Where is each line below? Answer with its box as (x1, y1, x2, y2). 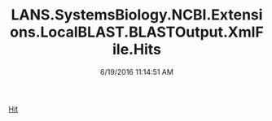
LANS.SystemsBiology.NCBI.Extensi (11, 6, 263, 24)
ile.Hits (112, 41, 161, 58)
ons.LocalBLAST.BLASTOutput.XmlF (9, 23, 265, 41)
